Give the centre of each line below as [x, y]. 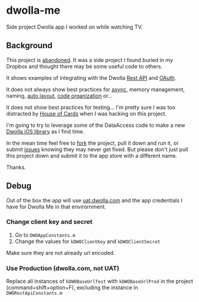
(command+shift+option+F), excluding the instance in [72, 288]
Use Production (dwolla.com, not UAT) [63, 268]
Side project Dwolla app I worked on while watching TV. [74, 27]
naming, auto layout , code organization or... [60, 95]
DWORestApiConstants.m [34, 293]
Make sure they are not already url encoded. [60, 253]
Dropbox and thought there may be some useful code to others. [84, 66]
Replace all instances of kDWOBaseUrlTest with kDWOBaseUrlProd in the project [100, 281]
